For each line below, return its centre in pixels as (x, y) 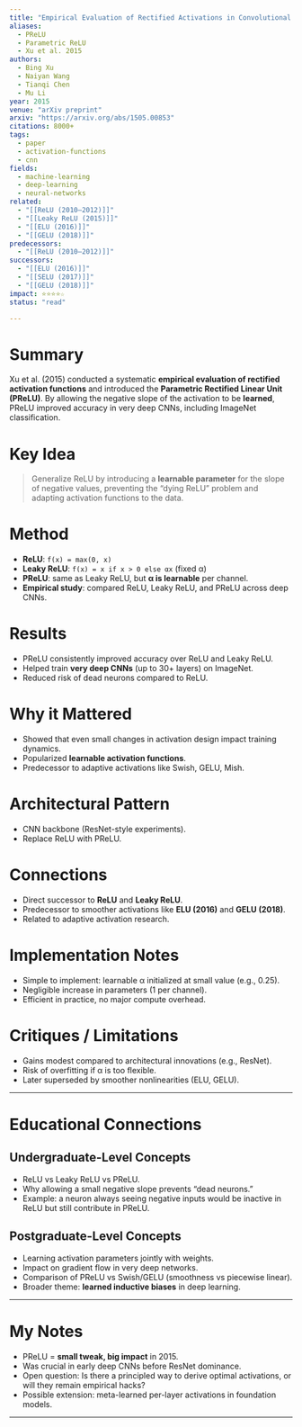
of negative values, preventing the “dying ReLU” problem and (145, 489)
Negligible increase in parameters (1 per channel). (115, 990)
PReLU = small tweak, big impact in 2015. (100, 1356)
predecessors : (36, 244)
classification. (35, 417)
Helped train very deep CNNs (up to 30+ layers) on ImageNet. (138, 669)
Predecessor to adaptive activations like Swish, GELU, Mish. (133, 768)
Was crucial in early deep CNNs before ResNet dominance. (132, 1366)
